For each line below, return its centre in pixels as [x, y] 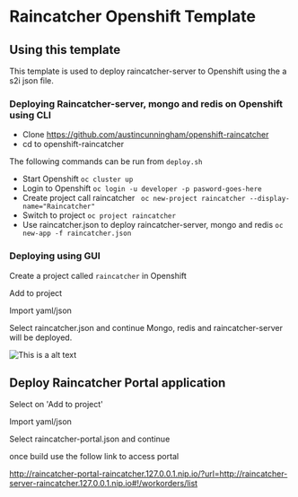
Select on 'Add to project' [56, 405]
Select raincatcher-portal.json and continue [90, 439]
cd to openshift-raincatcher [73, 144]
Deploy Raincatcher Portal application [118, 383]
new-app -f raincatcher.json [77, 234]
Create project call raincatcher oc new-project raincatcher [134, 198]
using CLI [31, 115]
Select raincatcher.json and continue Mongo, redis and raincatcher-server [146, 327]
